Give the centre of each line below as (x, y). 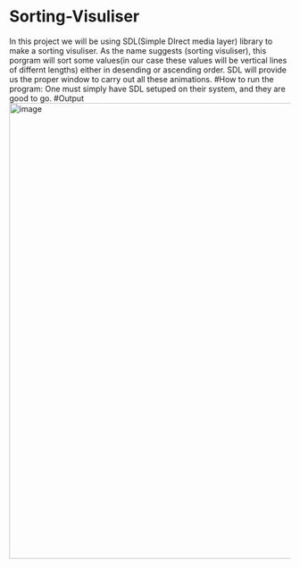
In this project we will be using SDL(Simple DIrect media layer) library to (141, 41)
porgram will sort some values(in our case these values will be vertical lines (148, 60)
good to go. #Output (47, 98)
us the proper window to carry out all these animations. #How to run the (142, 79)
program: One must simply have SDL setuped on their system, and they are (147, 89)
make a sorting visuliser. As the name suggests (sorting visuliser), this (138, 50)
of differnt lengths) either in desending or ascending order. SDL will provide (148, 70)
